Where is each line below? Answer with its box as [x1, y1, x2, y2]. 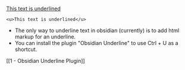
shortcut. [14, 46, 37, 53]
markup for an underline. [14, 33, 76, 40]
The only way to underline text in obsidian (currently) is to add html [14, 27, 180, 34]
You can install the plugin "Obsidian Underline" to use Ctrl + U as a [14, 40, 178, 46]
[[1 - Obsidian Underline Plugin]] [6, 58, 85, 64]
